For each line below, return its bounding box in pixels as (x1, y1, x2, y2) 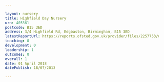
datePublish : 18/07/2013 (5, 66, 56, 70)
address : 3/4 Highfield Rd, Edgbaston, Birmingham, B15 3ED (5, 30, 130, 34)
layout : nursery (5, 11, 38, 16)
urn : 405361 (5, 20, 29, 25)
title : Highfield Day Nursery (5, 16, 67, 21)
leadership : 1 (5, 47, 34, 52)
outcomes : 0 (5, 52, 29, 57)
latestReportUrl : (5, 34, 41, 39)
